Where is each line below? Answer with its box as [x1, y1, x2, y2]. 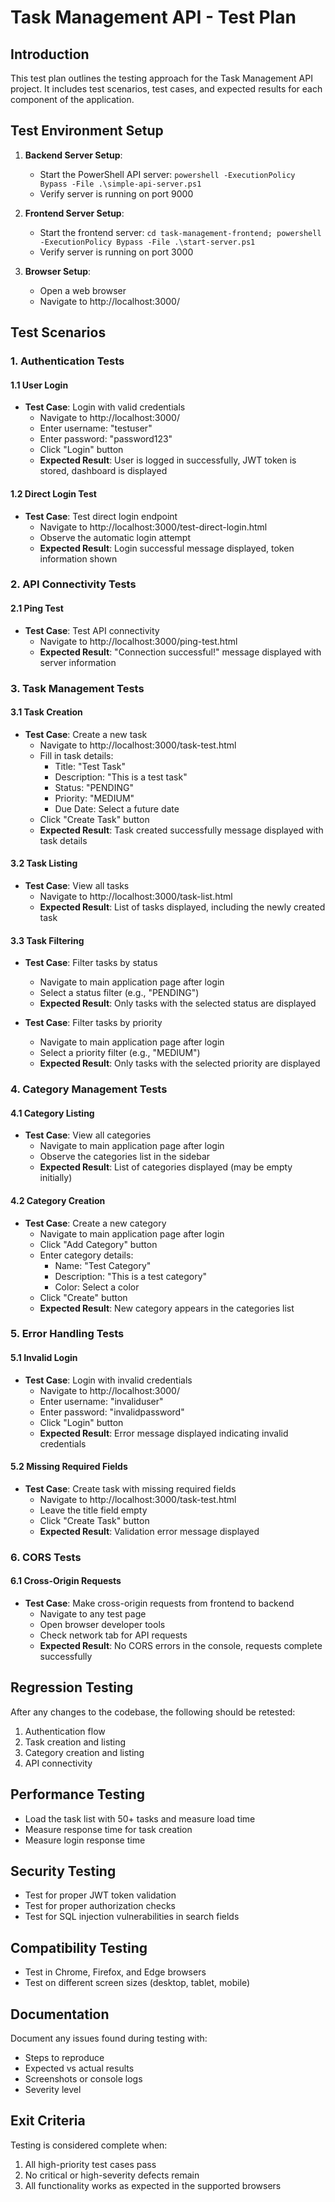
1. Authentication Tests [10, 354, 125, 368]
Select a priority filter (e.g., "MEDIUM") [39, 1047, 201, 1059]
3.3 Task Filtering [10, 934, 85, 946]
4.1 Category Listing [10, 1107, 95, 1119]
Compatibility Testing [10, 1939, 148, 1956]
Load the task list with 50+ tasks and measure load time [24, 1812, 256, 1825]
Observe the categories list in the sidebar [39, 1151, 211, 1163]
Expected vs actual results [24, 2062, 135, 2075]
